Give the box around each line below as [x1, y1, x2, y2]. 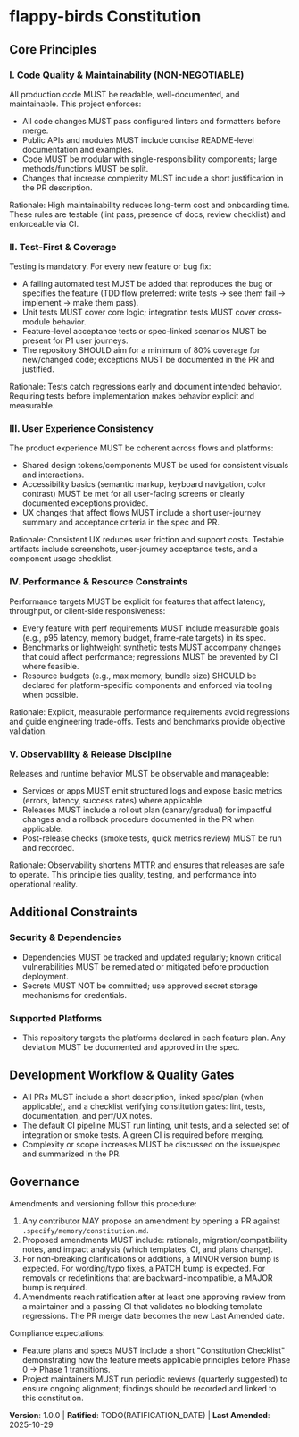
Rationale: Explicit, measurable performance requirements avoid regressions [9, 706, 290, 717]
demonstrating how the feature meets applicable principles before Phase [21, 1354, 291, 1365]
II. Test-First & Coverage [9, 240, 117, 253]
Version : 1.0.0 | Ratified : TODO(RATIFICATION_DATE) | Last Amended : [9, 1409, 270, 1420]
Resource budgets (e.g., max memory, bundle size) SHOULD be [21, 670, 257, 681]
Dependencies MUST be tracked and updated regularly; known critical [21, 952, 282, 962]
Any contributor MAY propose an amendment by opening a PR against [21, 1215, 281, 1226]
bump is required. [21, 1282, 87, 1292]
